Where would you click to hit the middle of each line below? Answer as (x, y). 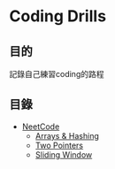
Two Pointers (59, 145)
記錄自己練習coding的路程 (57, 74)
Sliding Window (64, 154)
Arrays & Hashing (67, 135)
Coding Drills (58, 16)
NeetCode (41, 127)
